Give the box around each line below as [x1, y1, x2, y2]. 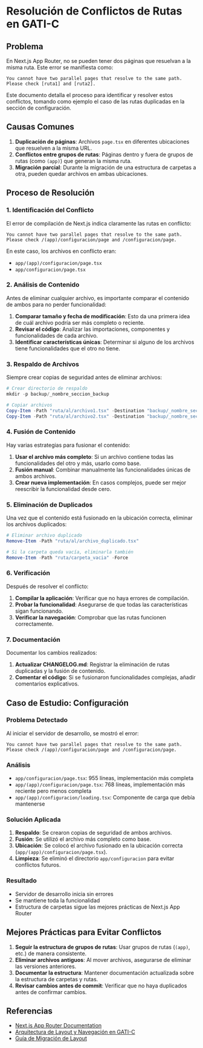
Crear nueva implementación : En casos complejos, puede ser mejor [14, 479, 186, 486]
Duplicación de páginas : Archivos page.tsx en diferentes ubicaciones [14, 138, 190, 145]
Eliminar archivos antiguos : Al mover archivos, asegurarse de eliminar [14, 956, 192, 963]
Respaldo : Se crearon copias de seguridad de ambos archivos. [14, 829, 172, 836]
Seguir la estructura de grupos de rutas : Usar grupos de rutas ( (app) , [14, 943, 190, 950]
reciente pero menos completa [14, 787, 92, 795]
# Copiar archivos [6, 402, 53, 408]
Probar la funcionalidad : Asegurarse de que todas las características [14, 601, 188, 608]
